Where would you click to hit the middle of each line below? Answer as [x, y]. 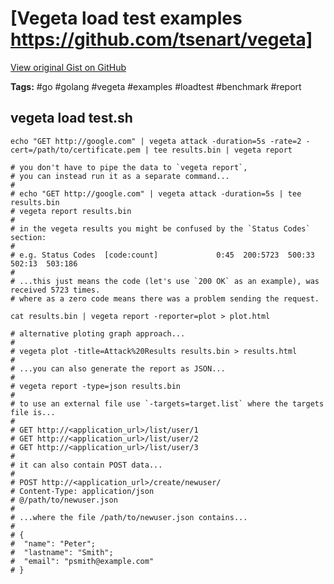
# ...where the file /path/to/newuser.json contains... [129, 517]
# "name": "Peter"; [53, 543]
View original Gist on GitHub [68, 67]
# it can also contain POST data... [86, 465]
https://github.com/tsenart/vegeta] [161, 39]
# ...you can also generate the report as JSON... [118, 368]
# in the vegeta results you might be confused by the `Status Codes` [160, 228]
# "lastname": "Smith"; [62, 552]
